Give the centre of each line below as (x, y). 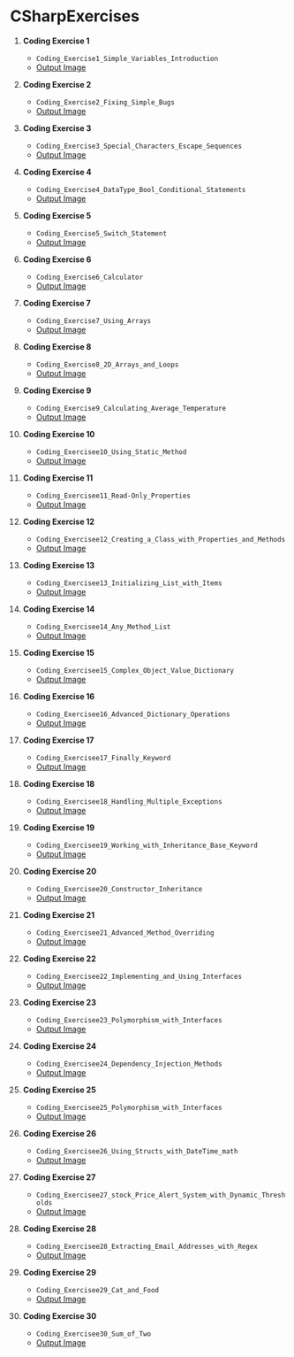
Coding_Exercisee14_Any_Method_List (103, 627)
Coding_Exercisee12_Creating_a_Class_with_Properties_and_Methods (161, 539)
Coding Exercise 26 (59, 1133)
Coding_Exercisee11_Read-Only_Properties (113, 496)
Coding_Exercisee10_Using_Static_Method (111, 452)
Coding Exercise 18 (59, 783)
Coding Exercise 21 (59, 914)
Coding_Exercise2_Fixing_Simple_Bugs (106, 102)
